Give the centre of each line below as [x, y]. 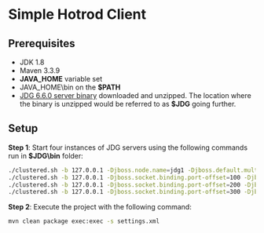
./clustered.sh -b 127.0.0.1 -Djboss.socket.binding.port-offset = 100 [125, 177]
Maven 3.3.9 [40, 71]
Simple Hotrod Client [77, 15]
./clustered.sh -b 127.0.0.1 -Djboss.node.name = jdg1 [96, 170]
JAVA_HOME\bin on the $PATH [70, 87]
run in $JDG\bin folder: [46, 155]
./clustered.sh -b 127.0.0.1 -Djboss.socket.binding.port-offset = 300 [125, 192]
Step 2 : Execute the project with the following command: [100, 207]
